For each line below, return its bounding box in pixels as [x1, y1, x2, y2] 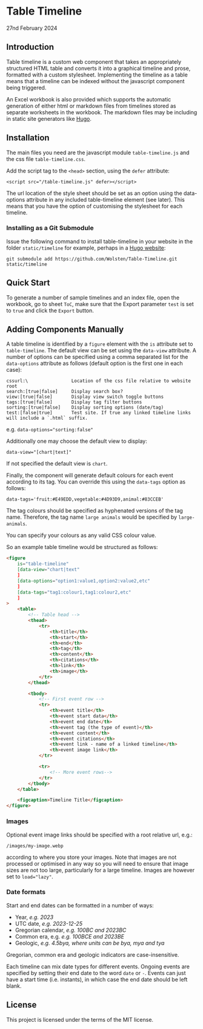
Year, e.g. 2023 [15, 913, 53, 921]
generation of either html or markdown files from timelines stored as [6, 102, 176, 109]
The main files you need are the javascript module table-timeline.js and [6, 149, 190, 156]
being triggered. [6, 84, 47, 91]
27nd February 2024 [6, 24, 58, 32]
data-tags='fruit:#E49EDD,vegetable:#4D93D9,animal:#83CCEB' [6, 496, 164, 502]
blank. [6, 982, 22, 990]
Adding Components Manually [6, 324, 124, 335]
